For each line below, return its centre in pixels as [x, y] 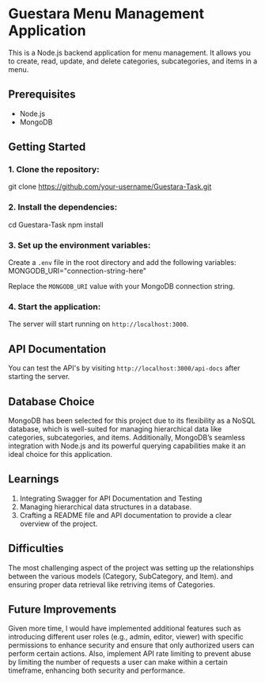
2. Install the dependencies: [63, 207]
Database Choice [51, 401]
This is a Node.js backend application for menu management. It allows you [130, 52]
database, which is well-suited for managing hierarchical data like [115, 428]
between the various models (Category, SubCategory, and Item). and [121, 576]
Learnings [34, 480]
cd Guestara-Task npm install [56, 224]
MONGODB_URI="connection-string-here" [78, 271]
